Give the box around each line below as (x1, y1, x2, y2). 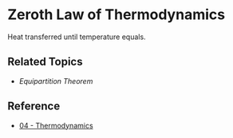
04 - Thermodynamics (18, 120, 93, 130)
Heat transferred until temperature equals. (7, 32, 146, 41)
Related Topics (7, 55, 83, 69)
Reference (7, 100, 61, 113)
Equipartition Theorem (18, 76, 93, 85)
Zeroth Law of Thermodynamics (7, 6, 225, 24)
